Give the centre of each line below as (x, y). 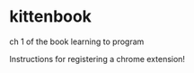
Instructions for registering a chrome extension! (97, 59)
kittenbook (51, 17)
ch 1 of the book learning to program (77, 41)
